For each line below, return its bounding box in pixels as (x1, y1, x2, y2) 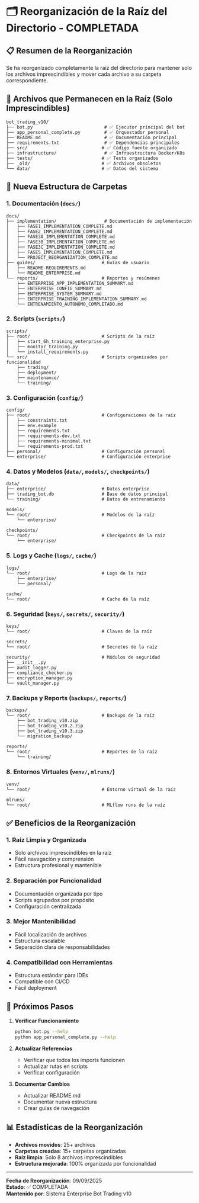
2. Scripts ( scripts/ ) (6, 315, 66, 323)
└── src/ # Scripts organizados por (6, 354, 168, 360)
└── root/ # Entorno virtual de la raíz (6, 786, 176, 793)
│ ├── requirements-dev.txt (6, 433, 81, 439)
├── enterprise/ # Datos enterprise (6, 486, 150, 492)
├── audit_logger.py (6, 665, 57, 671)
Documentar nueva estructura (23, 1098, 97, 1105)
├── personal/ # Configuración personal (6, 448, 166, 455)
